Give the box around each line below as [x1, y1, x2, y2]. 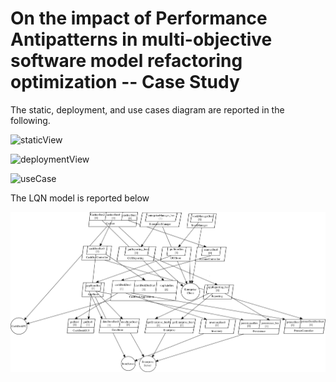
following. [10, 114, 51, 126]
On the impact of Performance [10, 7, 268, 30]
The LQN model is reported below [10, 192, 150, 204]
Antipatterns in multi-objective [10, 28, 273, 51]
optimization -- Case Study [10, 71, 240, 94]
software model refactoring [10, 50, 243, 72]
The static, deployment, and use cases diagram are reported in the [10, 103, 285, 116]
